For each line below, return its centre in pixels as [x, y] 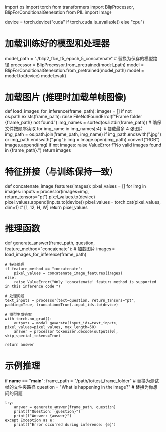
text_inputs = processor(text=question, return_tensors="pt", [71, 300]
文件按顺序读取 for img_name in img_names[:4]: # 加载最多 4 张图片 [74, 128]
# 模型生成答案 [19, 314]
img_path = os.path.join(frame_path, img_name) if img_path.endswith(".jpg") [83, 134]
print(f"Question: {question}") [47, 411]
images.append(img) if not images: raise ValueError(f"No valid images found [83, 145]
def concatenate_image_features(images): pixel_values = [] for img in [76, 186]
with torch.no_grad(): [28, 319]
